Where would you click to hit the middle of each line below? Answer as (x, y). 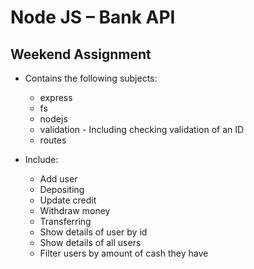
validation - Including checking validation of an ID (142, 129)
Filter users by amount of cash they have (124, 253)
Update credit (68, 200)
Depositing (62, 189)
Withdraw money (75, 210)
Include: (41, 159)
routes (53, 140)
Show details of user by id (93, 232)
